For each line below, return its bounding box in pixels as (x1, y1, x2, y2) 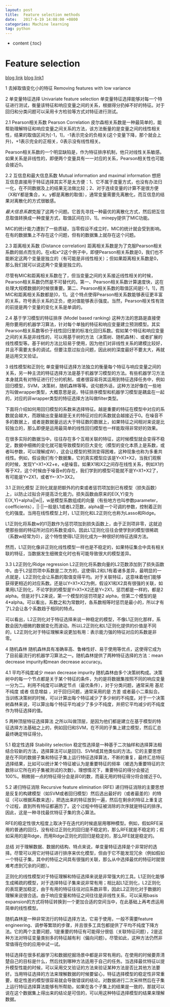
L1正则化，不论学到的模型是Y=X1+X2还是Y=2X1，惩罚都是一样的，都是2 (14, 587, 163, 593)
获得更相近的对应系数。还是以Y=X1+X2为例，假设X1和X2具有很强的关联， (5, 580, 159, 587)
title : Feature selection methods (5, 12, 80, 17)
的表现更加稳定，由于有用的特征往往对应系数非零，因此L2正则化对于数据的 (5, 886, 161, 892)
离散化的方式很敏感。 (14, 198, 59, 204)
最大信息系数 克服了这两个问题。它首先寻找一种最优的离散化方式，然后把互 (5, 209, 160, 215)
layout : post (5, 7, 33, 13)
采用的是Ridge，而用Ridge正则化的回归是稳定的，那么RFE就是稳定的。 (9, 833, 157, 839)
